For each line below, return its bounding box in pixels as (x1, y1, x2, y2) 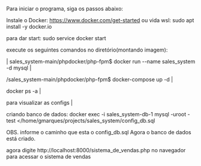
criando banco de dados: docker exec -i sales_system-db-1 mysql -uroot (6, 111, 187, 117)
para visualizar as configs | (6, 99, 73, 106)
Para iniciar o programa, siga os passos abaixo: (6, 5, 124, 12)
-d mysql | (6, 64, 32, 71)
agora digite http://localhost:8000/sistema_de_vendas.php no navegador (6, 147, 186, 153)
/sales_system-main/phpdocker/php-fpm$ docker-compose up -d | (6, 76, 173, 83)
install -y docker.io (6, 23, 52, 30)
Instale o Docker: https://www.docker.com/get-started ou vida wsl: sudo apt (6, 17, 194, 23)
